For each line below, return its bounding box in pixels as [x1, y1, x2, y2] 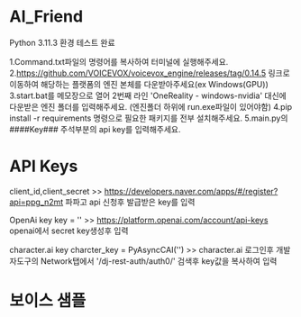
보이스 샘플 [9, 291, 87, 312]
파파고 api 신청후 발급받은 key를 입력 [65, 196, 196, 207]
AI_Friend [9, 6, 84, 27]
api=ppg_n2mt [9, 196, 64, 207]
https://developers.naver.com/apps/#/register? [104, 186, 278, 196]
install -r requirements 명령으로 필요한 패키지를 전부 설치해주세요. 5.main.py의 [9, 113, 288, 123]
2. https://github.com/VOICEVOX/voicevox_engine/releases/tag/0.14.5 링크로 [9, 68, 290, 78]
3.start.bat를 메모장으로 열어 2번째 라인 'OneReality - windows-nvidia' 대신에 [9, 90, 287, 101]
